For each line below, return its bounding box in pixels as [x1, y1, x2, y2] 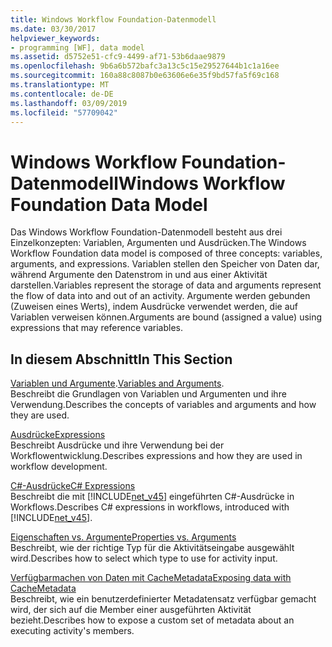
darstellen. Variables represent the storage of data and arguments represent [10, 279, 322, 291]
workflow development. [10, 461, 108, 473]
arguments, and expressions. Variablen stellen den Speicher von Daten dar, [10, 258, 320, 270]
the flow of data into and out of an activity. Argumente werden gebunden [10, 290, 311, 302]
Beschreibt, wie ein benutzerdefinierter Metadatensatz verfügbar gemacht [10, 593, 317, 605]
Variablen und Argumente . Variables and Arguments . [10, 377, 225, 390]
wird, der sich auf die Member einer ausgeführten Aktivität [10, 604, 252, 616]
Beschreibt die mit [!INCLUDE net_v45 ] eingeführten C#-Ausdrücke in [10, 491, 295, 503]
